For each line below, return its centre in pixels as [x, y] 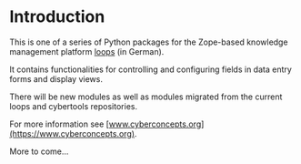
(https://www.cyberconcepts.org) [72, 133]
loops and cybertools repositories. [74, 106]
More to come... [39, 151]
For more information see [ [59, 124]
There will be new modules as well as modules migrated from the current [146, 97]
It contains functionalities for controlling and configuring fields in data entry [151, 69]
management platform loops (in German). [87, 51]
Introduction [57, 17]
